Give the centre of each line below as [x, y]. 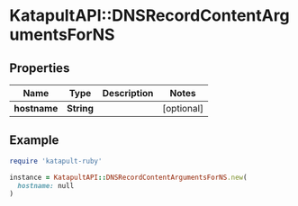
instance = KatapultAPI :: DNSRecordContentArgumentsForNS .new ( [128, 177]
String [80, 108]
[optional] [183, 108]
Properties [40, 68]
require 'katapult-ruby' [56, 161]
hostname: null [46, 185]
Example [34, 140]
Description [128, 93]
